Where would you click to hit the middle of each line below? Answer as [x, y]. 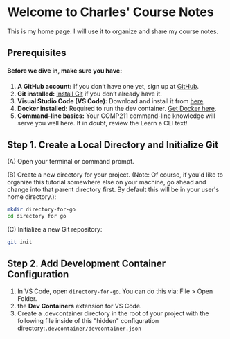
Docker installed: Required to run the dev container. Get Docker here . [117, 108]
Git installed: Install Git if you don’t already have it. [90, 94]
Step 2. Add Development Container [87, 264]
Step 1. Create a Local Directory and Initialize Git [113, 145]
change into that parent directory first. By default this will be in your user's [113, 190]
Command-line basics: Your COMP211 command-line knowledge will [116, 116]
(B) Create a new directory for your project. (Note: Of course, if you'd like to [115, 175]
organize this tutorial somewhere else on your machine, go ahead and [107, 182]
